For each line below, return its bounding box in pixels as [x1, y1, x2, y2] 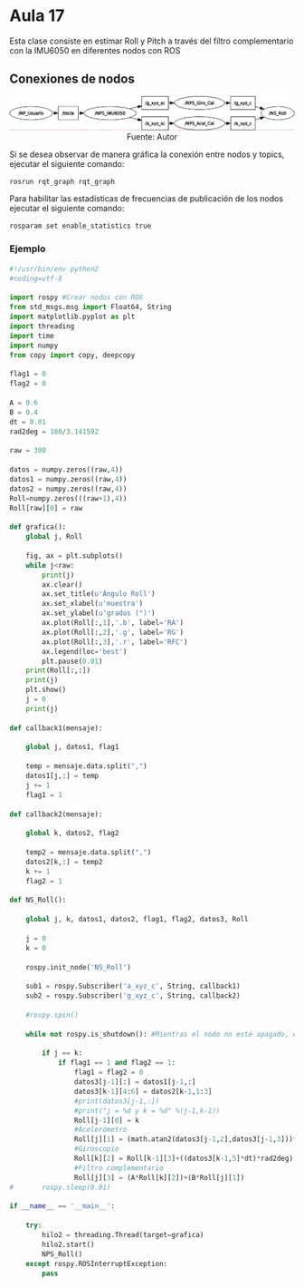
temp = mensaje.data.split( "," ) [25, 762, 147, 771]
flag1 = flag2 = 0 [73, 1068, 144, 1077]
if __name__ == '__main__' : [9, 1202, 116, 1211]
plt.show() [25, 686, 67, 695]
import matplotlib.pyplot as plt [9, 312, 136, 322]
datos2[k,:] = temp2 [25, 857, 103, 866]
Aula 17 [9, 5, 65, 26]
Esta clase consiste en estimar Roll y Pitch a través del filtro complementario [9, 35, 294, 46]
